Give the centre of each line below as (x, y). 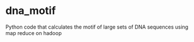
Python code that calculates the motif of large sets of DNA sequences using (97, 27)
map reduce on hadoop (34, 33)
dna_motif (31, 11)
